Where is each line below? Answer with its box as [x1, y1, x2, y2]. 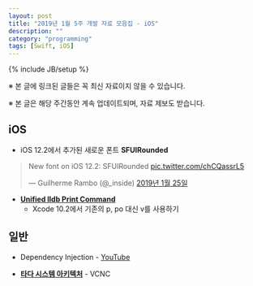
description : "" [8, 27, 63, 35]
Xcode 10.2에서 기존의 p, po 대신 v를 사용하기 [32, 204, 180, 214]
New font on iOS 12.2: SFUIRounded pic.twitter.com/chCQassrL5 [28, 161, 245, 171]
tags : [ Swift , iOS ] [8, 42, 75, 50]
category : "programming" [8, 34, 92, 43]
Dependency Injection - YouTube [19, 252, 131, 262]
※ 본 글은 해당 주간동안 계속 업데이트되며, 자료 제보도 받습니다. [8, 98, 205, 108]
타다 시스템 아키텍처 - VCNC [19, 269, 111, 279]
